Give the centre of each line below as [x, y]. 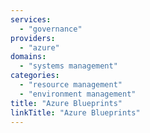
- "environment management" [78, 94]
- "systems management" [68, 66]
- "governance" [51, 29]
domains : [28, 57]
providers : [33, 38]
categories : [35, 76]
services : [31, 19]
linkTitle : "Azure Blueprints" [75, 112]
